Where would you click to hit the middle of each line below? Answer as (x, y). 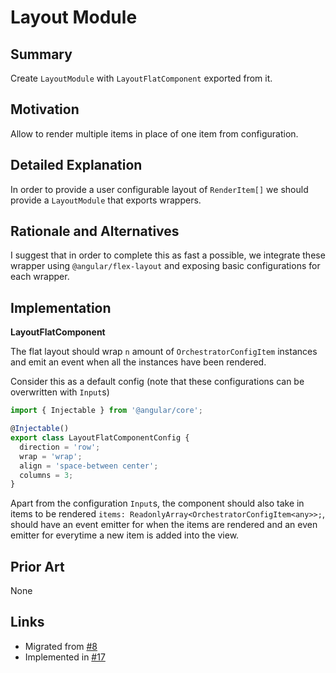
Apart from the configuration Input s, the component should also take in (157, 503)
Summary (41, 54)
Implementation (61, 307)
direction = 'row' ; (60, 447)
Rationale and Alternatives (95, 231)
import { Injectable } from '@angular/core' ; (106, 411)
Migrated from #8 (61, 646)
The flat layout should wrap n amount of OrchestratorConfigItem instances (164, 352)
